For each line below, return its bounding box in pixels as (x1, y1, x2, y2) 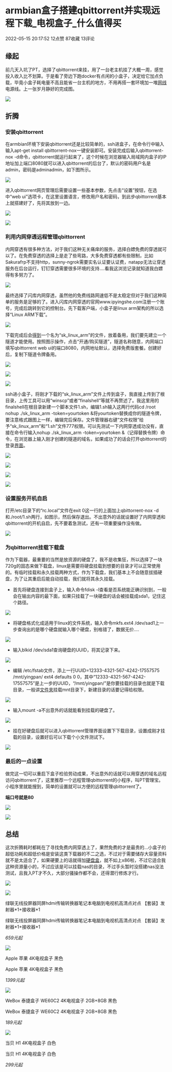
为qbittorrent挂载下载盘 (5, 544, 64, 551)
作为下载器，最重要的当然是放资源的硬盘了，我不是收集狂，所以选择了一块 (5, 557, 162, 563)
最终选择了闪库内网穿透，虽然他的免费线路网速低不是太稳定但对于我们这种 (5, 292, 162, 298)
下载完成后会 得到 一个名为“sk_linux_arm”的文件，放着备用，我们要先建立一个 (5, 332, 166, 338)
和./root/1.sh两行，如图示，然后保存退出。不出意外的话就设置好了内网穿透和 (5, 514, 165, 520)
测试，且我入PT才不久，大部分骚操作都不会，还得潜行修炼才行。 (5, 870, 141, 876)
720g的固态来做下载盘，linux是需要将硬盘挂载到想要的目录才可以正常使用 (5, 563, 161, 569)
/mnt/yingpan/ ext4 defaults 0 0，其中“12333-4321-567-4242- (12, 674, 146, 680)
